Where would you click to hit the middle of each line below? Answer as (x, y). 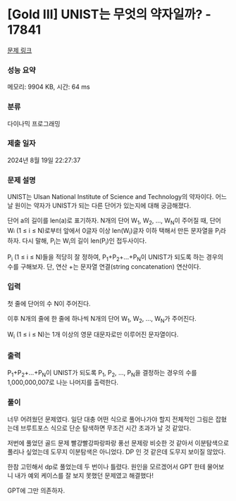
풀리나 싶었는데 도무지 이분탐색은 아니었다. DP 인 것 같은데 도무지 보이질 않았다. (117, 452)
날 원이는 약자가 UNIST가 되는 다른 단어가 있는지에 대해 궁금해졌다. (99, 205)
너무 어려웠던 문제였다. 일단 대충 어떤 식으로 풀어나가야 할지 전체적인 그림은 (111, 419)
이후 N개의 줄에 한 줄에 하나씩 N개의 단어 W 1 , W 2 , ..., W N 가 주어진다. (102, 319)
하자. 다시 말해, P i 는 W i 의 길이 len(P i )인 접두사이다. (77, 241)
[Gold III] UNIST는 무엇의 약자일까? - (109, 14)
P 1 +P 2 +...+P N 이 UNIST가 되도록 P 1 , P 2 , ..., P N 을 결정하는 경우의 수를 (102, 373)
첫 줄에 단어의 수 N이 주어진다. (49, 303)
